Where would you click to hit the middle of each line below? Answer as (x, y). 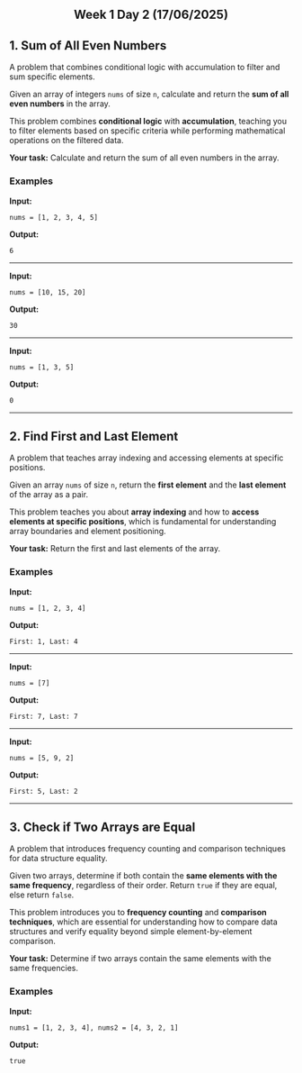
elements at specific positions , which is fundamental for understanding (143, 522)
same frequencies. (44, 968)
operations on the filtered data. (67, 141)
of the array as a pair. (49, 495)
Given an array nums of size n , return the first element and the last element (148, 485)
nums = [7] (30, 683)
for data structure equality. (58, 859)
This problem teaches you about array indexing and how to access (134, 512)
